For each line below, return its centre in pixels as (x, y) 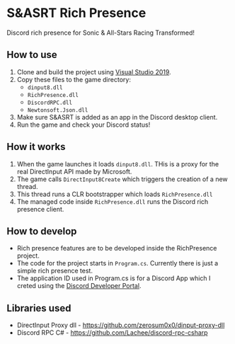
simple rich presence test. (55, 271)
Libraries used (39, 308)
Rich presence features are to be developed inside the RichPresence (117, 248)
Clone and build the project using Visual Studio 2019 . (94, 71)
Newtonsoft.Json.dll (58, 110)
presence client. (40, 209)
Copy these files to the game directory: (74, 79)
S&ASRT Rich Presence (76, 13)
